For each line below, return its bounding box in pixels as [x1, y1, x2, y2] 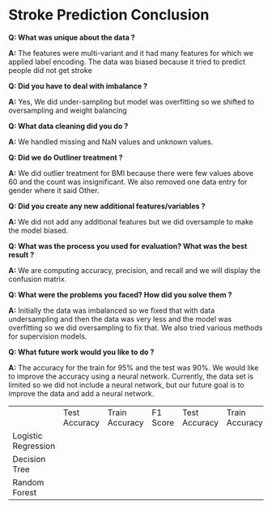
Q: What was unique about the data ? [8, 32, 135, 42]
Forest [12, 486, 37, 498]
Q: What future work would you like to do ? [8, 347, 155, 357]
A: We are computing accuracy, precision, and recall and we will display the [8, 265, 261, 275]
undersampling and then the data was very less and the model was [8, 314, 232, 323]
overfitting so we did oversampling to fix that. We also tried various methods [8, 323, 263, 332]
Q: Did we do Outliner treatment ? [8, 152, 123, 162]
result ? [8, 250, 35, 259]
